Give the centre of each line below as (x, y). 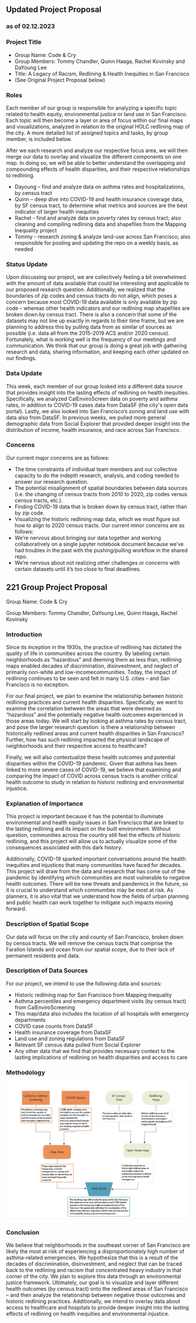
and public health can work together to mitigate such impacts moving (90, 903)
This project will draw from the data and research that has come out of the (96, 872)
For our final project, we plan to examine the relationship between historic (95, 696)
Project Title (24, 42)
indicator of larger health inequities (57, 211)
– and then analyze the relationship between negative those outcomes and (96, 1295)
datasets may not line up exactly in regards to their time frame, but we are (95, 321)
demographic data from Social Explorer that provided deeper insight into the (98, 423)
